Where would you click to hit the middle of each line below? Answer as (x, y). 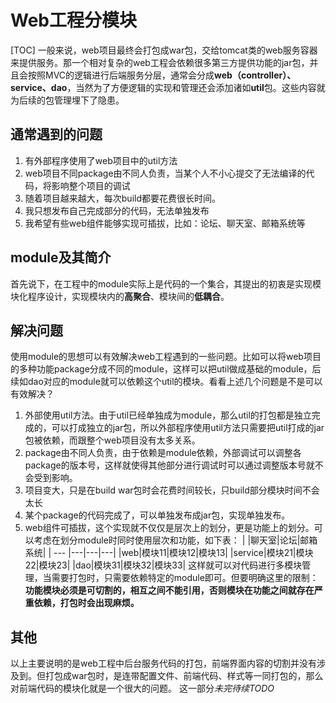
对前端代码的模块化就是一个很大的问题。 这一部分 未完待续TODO (142, 688)
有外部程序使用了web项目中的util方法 (101, 160)
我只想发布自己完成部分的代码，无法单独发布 (117, 210)
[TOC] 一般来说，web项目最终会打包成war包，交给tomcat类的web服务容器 (164, 50)
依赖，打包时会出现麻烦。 (86, 603)
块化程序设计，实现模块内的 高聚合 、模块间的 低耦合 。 (120, 296)
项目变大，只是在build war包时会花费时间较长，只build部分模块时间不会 (172, 490)
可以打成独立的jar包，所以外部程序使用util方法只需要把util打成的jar (188, 428)
